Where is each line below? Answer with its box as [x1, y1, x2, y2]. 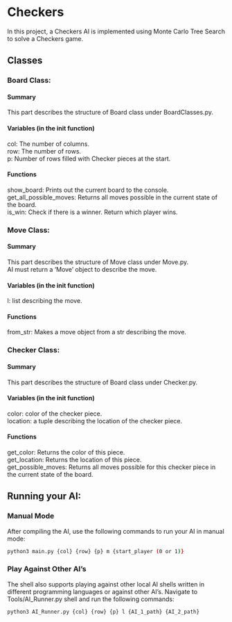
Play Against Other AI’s [7, 564, 87, 574]
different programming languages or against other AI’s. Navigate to [7, 587, 198, 596]
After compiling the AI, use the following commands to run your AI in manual [7, 527, 225, 535]
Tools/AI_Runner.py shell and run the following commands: [7, 595, 175, 603]
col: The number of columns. [7, 140, 90, 148]
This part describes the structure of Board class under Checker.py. [7, 378, 198, 386]
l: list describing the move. [7, 297, 82, 305]
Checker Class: [7, 345, 60, 355]
